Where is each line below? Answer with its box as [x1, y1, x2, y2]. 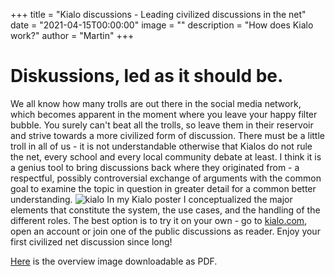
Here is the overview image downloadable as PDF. [10, 255, 218, 267]
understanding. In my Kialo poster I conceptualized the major [10, 193, 293, 205]
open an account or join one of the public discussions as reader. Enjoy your [10, 225, 321, 237]
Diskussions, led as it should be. [10, 65, 284, 88]
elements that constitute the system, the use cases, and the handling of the [10, 204, 321, 216]
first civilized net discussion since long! [10, 235, 173, 248]
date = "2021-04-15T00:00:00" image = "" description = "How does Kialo [10, 19, 314, 31]
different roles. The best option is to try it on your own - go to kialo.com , [10, 214, 308, 226]
